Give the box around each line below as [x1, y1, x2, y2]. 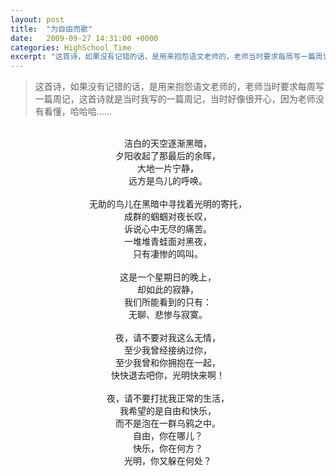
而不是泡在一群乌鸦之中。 [115, 417, 221, 430]
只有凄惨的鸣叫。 [133, 248, 203, 260]
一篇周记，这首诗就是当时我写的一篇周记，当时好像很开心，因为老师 [34, 93, 316, 105]
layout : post [10, 14, 65, 25]
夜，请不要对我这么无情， [115, 332, 221, 344]
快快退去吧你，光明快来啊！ [111, 369, 225, 381]
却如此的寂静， [137, 284, 199, 296]
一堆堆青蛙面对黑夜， [124, 236, 212, 248]
